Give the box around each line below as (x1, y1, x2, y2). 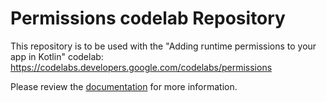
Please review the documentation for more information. (10, 80, 238, 92)
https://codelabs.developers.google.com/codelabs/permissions (10, 61, 273, 73)
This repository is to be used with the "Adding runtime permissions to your (10, 40, 317, 52)
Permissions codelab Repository (10, 7, 286, 30)
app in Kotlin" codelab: (10, 50, 104, 62)
